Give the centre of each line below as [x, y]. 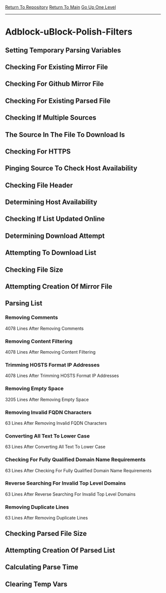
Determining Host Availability [51, 202]
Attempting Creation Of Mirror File [59, 287]
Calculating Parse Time [42, 567]
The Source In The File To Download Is [65, 134]
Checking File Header [39, 185]
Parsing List [24, 303]
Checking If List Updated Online [55, 219]
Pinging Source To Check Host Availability [71, 168]
